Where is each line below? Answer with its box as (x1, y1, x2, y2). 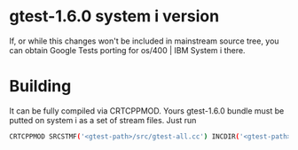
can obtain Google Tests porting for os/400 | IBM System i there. (9, 44, 246, 55)
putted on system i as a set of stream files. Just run (9, 114, 197, 125)
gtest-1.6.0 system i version (9, 6, 220, 27)
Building (9, 76, 72, 97)
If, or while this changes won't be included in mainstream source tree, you (9, 36, 279, 46)
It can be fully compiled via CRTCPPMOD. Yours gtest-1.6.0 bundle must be (9, 105, 285, 116)
